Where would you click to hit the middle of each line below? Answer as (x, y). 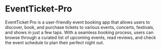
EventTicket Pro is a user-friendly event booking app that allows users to (78, 22)
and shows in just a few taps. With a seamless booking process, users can (79, 32)
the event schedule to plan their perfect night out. (55, 42)
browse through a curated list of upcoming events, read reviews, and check (80, 37)
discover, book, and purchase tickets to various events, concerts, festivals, (80, 27)
